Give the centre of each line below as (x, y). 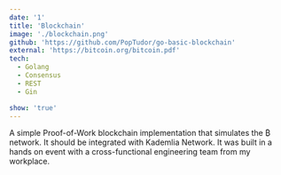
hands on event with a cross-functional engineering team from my (130, 152)
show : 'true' (33, 107)
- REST (29, 84)
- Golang (33, 68)
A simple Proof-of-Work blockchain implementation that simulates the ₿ (140, 133)
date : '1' (27, 17)
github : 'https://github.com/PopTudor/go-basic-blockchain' (123, 42)
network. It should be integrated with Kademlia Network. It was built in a (141, 142)
